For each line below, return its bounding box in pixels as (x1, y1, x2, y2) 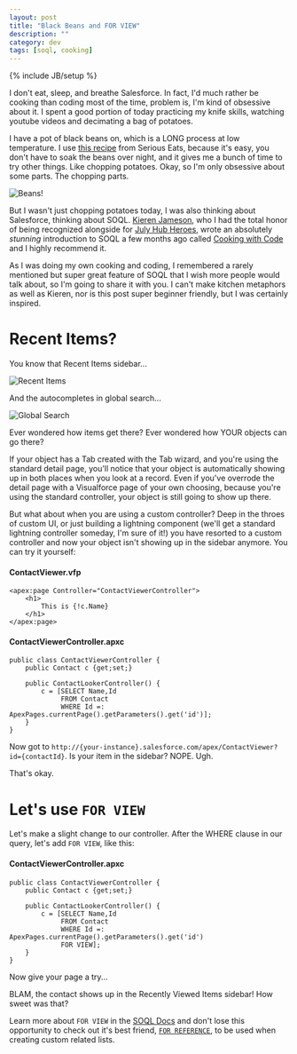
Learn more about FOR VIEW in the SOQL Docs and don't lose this (9, 1015, 246, 1026)
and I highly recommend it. (9, 243, 107, 254)
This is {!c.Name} (41, 602, 109, 611)
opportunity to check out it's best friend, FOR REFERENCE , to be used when (9, 1025, 277, 1035)
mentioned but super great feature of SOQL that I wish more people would (9, 270, 281, 281)
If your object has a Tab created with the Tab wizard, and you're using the (9, 454, 279, 464)
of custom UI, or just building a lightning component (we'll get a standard (9, 519, 276, 529)
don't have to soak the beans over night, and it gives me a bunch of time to (9, 152, 284, 162)
